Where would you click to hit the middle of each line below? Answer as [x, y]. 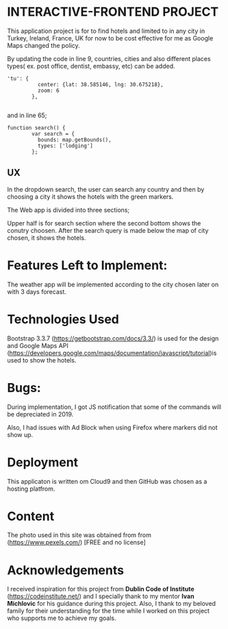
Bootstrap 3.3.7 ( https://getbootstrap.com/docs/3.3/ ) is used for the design [113, 338]
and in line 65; [27, 115]
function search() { [37, 127]
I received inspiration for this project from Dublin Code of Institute [101, 589]
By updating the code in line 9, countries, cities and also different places [109, 58]
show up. [20, 434]
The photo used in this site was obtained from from [79, 535]
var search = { [53, 134]
